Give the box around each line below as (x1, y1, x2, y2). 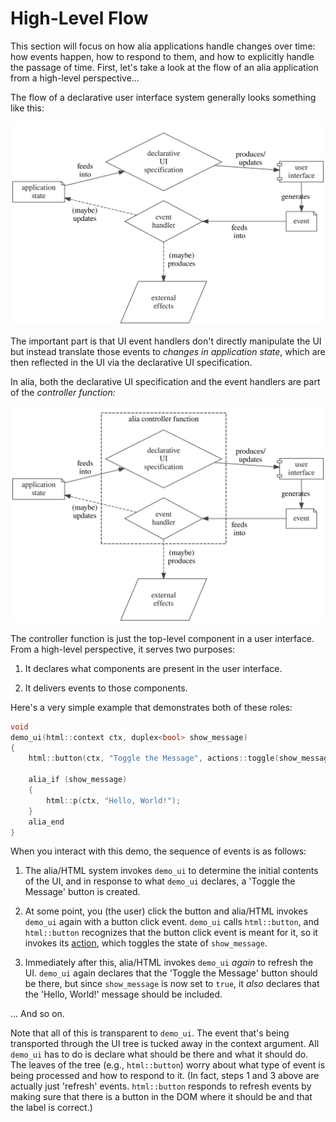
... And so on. (10, 1008, 65, 1020)
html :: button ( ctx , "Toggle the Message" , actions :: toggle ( (28, 753, 280, 764)
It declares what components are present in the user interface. (24, 662, 283, 674)
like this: (10, 102, 45, 114)
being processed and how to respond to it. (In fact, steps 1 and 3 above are (10, 1070, 320, 1082)
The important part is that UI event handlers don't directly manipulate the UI (10, 335, 322, 347)
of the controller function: (10, 387, 116, 399)
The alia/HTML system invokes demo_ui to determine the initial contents (24, 865, 319, 877)
